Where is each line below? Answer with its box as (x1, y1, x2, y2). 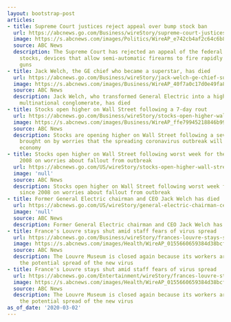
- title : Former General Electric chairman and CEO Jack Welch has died (7, 195, 220, 203)
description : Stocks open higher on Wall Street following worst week (13, 183, 220, 190)
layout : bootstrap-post (7, 10, 76, 17)
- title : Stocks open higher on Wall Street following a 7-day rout (7, 106, 208, 113)
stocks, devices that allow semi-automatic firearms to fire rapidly (19, 55, 223, 62)
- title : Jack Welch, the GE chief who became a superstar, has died (7, 67, 211, 74)
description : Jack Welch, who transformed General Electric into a (13, 94, 211, 100)
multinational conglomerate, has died (19, 100, 131, 107)
